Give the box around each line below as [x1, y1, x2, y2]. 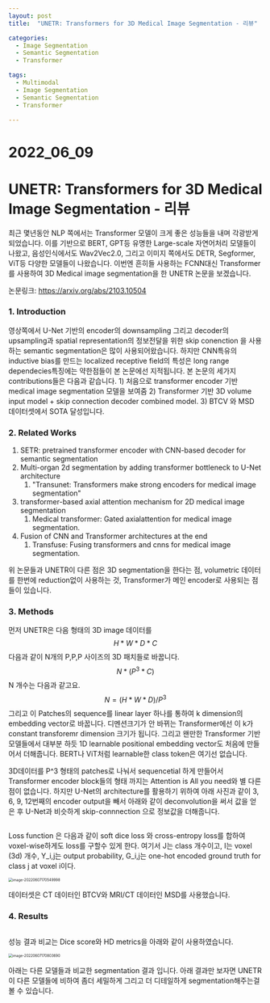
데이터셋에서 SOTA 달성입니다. [8, 406, 105, 416]
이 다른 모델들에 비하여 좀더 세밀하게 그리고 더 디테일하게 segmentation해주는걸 [8, 976, 260, 985]
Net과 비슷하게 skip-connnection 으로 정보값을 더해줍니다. [33, 806, 220, 816]
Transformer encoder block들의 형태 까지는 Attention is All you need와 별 [8, 776, 247, 786]
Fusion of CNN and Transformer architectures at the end [19, 531, 208, 542]
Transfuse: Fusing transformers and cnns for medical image [31, 540, 231, 550]
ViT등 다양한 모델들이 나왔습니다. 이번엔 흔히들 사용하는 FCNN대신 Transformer [8, 258, 261, 268]
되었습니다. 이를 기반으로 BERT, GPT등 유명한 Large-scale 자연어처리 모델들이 [8, 238, 256, 247]
